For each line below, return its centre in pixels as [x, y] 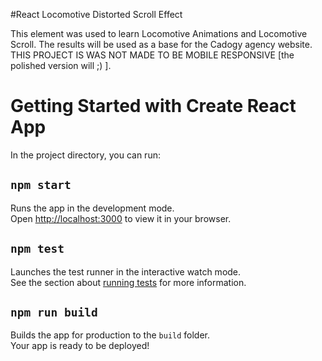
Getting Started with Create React [153, 106]
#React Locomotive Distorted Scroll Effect [96, 14]
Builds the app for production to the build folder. [110, 335]
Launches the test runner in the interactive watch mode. [126, 271]
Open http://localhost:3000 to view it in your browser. [121, 218]
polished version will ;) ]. [61, 65]
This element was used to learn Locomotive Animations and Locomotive [159, 33]
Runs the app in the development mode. [92, 208]
